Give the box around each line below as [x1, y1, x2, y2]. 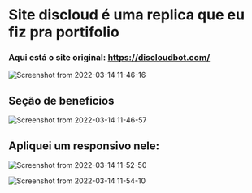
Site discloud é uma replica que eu [8, 6, 245, 24]
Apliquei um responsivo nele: [8, 139, 160, 152]
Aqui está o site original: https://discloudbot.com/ [8, 52, 211, 63]
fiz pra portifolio [8, 23, 119, 41]
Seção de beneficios [8, 93, 115, 107]
